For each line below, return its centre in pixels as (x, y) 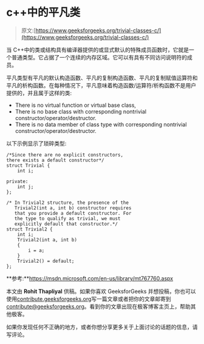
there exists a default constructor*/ (55, 160)
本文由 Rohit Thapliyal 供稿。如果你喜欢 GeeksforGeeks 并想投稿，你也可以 (101, 291)
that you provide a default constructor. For (73, 213)
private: (17, 181)
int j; (25, 187)
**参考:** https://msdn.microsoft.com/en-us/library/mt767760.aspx (90, 278)
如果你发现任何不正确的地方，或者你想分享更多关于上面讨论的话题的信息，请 (102, 327)
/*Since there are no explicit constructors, (65, 155)
